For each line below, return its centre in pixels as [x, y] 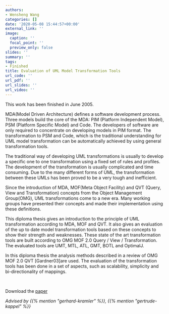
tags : [11, 62]
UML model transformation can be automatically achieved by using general [83, 141]
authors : [14, 10]
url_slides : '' [21, 85]
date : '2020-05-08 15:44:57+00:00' [43, 24]
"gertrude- [146, 301]
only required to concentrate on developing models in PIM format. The [78, 130]
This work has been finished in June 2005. [50, 104]
